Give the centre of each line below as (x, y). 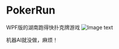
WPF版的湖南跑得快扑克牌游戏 (43, 27)
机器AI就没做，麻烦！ (32, 40)
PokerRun (31, 10)
